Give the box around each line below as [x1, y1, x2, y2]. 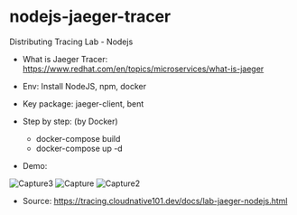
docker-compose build [35, 133, 121, 144]
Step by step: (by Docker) [22, 116, 119, 126]
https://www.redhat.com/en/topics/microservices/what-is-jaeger [22, 63, 265, 74]
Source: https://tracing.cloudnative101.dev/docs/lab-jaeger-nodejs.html [22, 195, 288, 206]
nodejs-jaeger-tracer [9, 6, 172, 27]
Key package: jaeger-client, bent [22, 98, 144, 109]
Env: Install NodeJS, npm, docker [22, 80, 147, 91]
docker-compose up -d [35, 143, 124, 154]
